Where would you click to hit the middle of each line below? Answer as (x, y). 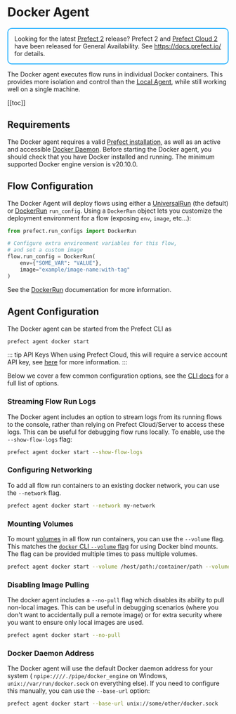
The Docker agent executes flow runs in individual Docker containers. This (115, 74)
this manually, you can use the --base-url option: (79, 691)
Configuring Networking (50, 470)
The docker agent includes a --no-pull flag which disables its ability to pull (116, 600)
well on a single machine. (44, 89)
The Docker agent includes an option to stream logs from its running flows (115, 417)
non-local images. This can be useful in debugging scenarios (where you (113, 607)
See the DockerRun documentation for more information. (90, 289)
